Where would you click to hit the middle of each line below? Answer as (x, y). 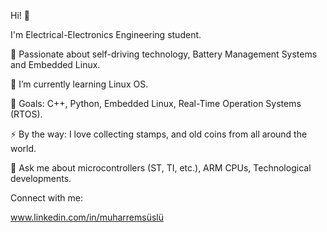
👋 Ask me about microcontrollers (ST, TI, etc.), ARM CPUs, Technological (161, 168)
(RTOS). (26, 114)
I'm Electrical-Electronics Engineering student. (106, 34)
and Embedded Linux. (55, 64)
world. (23, 148)
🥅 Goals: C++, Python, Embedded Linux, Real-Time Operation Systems (156, 103)
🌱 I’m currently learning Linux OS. (79, 84)
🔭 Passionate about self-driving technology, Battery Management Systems (164, 54)
